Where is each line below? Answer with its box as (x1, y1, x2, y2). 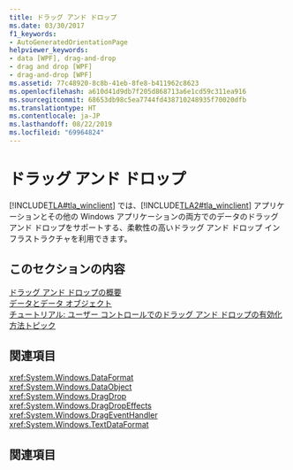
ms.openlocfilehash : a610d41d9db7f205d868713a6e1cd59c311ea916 (9, 87, 247, 96)
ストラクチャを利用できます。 (24, 233, 132, 243)
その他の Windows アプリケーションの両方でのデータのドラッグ (47, 211, 279, 221)
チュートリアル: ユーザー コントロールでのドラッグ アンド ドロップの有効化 (9, 309, 282, 320)
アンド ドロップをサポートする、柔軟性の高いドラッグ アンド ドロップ (9, 222, 263, 233)
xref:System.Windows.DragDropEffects (9, 400, 152, 412)
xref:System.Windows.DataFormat (9, 373, 134, 383)
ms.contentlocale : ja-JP (9, 112, 101, 120)
